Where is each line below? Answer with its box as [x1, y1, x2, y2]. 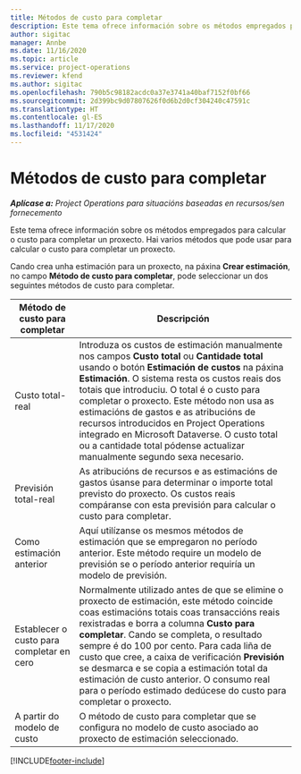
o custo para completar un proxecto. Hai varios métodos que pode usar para [10, 234, 292, 244]
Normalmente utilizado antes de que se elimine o [79, 583, 284, 596]
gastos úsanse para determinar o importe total [79, 476, 273, 489]
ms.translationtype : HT [10, 105, 99, 114]
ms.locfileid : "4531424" [10, 130, 103, 139]
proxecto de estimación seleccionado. [79, 732, 239, 744]
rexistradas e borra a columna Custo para [79, 617, 255, 629]
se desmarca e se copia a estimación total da [79, 661, 269, 674]
